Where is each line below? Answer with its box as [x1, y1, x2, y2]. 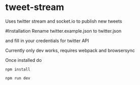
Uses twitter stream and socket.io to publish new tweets [5, 18, 122, 24]
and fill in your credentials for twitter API [5, 37, 89, 44]
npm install [5, 67, 30, 72]
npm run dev [5, 75, 30, 80]
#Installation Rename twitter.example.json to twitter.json [5, 28, 122, 34]
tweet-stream [5, 2, 64, 13]
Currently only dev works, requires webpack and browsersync [5, 47, 135, 53]
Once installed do [5, 57, 42, 63]
